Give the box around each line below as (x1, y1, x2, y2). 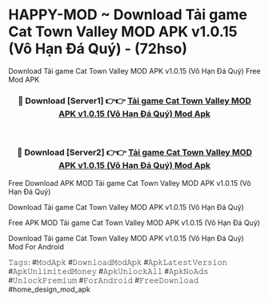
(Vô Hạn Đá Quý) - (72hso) (8, 40, 188, 58)
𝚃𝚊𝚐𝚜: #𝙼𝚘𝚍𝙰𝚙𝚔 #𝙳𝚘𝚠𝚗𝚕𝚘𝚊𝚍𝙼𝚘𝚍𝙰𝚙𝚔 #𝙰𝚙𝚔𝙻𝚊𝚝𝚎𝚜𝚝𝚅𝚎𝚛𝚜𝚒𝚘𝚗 (8, 257, 228, 267)
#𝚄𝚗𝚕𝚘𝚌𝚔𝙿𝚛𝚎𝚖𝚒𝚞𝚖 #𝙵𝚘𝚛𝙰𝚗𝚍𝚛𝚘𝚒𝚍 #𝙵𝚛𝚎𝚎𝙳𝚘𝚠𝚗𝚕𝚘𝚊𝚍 (8, 275, 199, 285)
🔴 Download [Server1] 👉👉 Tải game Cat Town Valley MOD (17, 95, 252, 106)
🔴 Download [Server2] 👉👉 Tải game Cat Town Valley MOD (17, 147, 252, 158)
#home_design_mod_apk (8, 284, 90, 294)
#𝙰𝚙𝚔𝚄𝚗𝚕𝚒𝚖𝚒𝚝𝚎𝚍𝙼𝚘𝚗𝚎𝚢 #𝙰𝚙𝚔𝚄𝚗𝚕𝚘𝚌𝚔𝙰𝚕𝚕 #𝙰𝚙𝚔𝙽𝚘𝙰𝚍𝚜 (8, 266, 209, 276)
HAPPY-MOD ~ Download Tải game (8, 6, 248, 24)
